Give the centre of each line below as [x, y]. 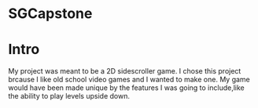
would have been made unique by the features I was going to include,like [127, 88]
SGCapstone [50, 14]
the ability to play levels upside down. [69, 96]
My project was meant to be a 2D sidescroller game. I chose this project [125, 71]
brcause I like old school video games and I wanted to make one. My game [129, 80]
